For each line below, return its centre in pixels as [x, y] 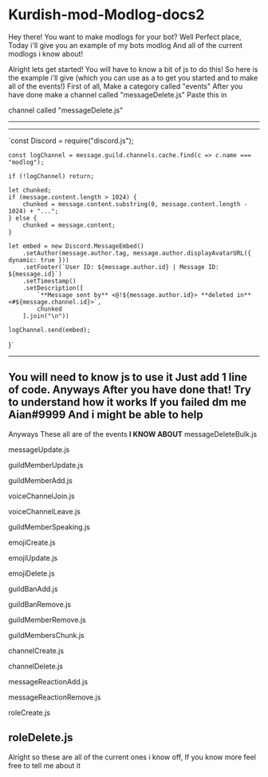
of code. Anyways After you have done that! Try [130, 390]
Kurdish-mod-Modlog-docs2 [106, 15]
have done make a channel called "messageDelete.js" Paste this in [118, 94]
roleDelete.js [41, 737]
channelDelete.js [36, 666]
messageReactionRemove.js [55, 697]
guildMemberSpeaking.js [49, 527]
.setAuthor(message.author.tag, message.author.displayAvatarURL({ [137, 253]
